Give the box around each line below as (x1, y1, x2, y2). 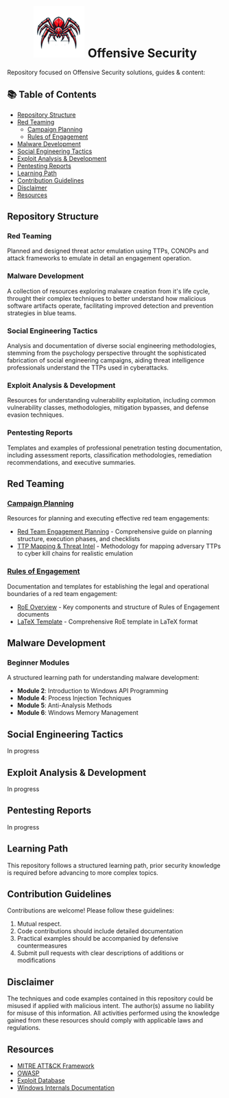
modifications (16, 957, 56, 965)
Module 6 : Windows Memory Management (16, 709, 138, 717)
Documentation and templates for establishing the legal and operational (7, 582, 209, 591)
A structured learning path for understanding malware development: (7, 674, 200, 682)
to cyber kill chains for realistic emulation (16, 549, 134, 558)
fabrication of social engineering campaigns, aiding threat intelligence (7, 356, 204, 365)
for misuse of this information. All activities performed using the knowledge (7, 1009, 220, 1018)
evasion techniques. (7, 411, 64, 419)
